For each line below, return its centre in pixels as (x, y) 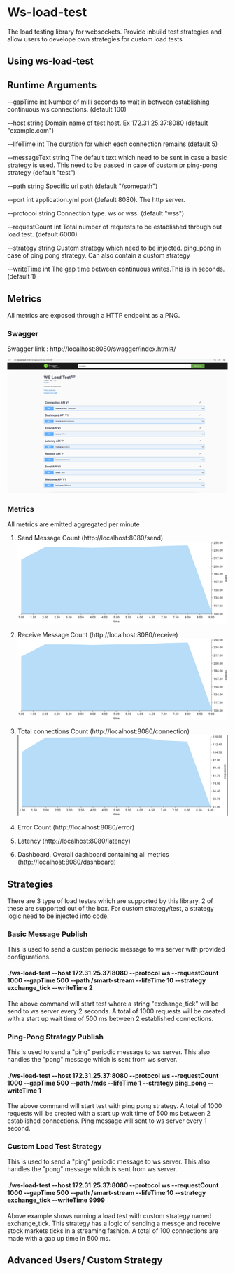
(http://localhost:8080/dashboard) (67, 862)
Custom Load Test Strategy (55, 1147)
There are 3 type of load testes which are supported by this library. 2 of (110, 901)
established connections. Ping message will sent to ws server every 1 (107, 1121)
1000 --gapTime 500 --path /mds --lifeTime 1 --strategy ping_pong (107, 1083)
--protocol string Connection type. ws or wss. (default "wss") (96, 213)
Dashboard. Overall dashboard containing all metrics (93, 855)
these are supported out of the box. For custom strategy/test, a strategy (111, 909)
